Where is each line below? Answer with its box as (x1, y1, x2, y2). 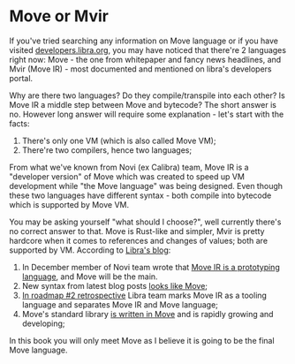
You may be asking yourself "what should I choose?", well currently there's (9, 216, 282, 227)
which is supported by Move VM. (9, 199, 130, 209)
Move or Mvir (9, 6, 109, 27)
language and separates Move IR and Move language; (21, 299, 219, 310)
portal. (9, 72, 34, 83)
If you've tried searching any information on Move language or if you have (9, 35, 278, 46)
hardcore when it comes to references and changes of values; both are (9, 235, 268, 246)
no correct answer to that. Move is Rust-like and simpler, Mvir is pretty (9, 225, 265, 236)
